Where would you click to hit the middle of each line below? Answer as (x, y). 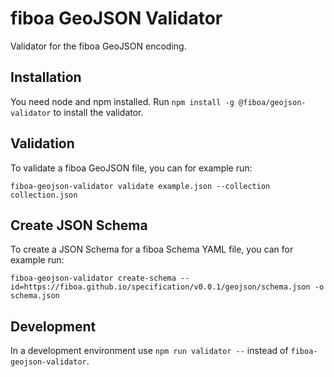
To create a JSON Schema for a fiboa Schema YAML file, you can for (152, 249)
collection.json (44, 195)
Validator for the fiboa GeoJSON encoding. (98, 46)
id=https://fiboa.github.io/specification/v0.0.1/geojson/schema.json (160, 287)
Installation (46, 77)
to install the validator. (98, 112)
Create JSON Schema (79, 225)
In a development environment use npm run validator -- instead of (149, 351)
